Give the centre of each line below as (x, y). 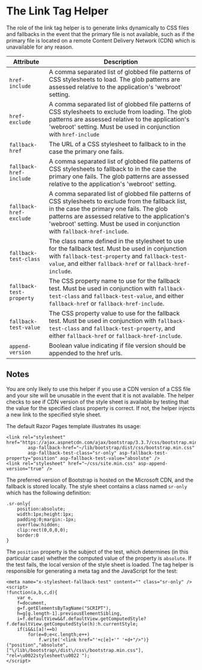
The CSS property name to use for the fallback (115, 281)
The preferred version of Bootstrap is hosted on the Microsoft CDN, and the (100, 480)
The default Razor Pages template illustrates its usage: (74, 426)
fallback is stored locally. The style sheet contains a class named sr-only (97, 486)
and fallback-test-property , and (128, 328)
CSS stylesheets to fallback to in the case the (113, 168)
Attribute (26, 61)
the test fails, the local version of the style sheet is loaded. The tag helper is (100, 564)
